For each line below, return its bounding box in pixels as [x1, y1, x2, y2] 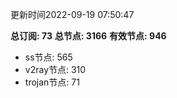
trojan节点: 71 [24, 76, 80, 88]
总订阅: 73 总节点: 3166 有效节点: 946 [10, 30, 167, 42]
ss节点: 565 [24, 51, 73, 63]
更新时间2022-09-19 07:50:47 [10, 9, 135, 20]
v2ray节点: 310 [24, 64, 87, 75]
